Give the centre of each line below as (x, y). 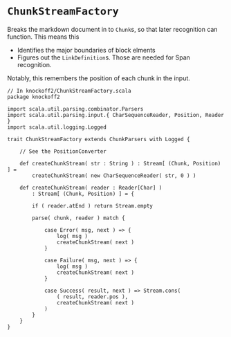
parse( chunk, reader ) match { (79, 218)
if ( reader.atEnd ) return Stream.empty (93, 206)
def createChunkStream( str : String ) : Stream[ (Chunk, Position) (120, 163)
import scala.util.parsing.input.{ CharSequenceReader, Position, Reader (116, 115)
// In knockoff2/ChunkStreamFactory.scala (69, 91)
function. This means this (43, 37)
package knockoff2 (34, 97)
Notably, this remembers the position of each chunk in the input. (99, 78)
